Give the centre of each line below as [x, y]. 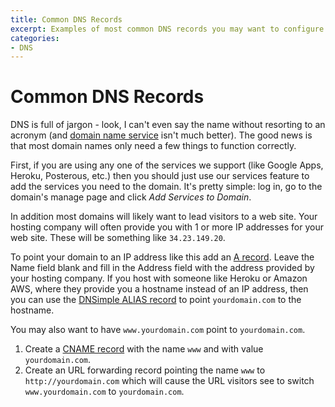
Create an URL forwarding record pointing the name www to [145, 370]
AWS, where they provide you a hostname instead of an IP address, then [159, 289]
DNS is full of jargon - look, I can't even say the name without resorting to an [168, 125]
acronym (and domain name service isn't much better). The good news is [161, 135]
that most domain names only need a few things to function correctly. [153, 146]
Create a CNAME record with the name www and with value [144, 349]
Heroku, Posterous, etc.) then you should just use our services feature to [160, 176]
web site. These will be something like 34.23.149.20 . [118, 238]
